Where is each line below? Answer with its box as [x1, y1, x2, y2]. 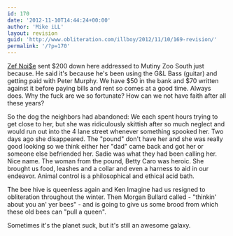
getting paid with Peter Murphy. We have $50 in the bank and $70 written [7, 77, 219, 84]
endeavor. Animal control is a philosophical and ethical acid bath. [7, 172, 195, 180]
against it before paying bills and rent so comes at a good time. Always [7, 84, 211, 92]
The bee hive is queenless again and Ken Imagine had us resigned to [7, 186, 206, 193]
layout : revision [7, 29, 58, 37]
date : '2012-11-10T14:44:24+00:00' [7, 17, 111, 24]
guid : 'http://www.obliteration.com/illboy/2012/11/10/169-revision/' [7, 36, 218, 43]
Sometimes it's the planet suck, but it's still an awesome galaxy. [7, 221, 191, 229]
